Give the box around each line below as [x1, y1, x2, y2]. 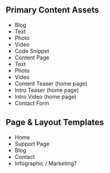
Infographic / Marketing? [14, 160, 77, 167]
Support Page [14, 140, 50, 147]
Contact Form [14, 99, 50, 107]
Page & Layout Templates [5, 117, 105, 128]
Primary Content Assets [5, 5, 99, 15]
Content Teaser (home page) [14, 80, 88, 87]
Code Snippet [14, 47, 50, 55]
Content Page [14, 53, 50, 61]
